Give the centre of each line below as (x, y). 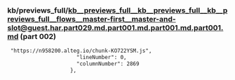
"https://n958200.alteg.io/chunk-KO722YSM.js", (81, 51)
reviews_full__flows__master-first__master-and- (92, 19)
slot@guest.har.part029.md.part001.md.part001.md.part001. (115, 28)
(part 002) (38, 36)
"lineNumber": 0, (102, 58)
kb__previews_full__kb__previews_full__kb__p (148, 10)
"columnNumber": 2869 (108, 64)
